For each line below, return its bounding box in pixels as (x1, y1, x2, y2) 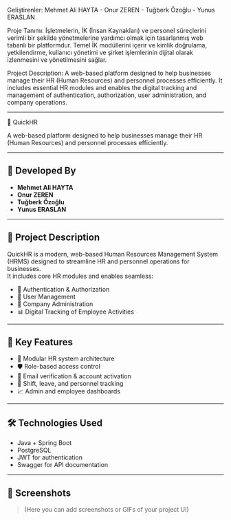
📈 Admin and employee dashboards (16, 387, 120, 396)
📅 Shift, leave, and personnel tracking (16, 380, 124, 388)
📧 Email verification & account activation (16, 372, 132, 380)
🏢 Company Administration (16, 299, 93, 308)
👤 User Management (16, 292, 76, 301)
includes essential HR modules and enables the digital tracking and (7, 84, 197, 91)
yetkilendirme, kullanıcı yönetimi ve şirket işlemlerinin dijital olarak (7, 48, 194, 56)
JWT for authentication (16, 453, 82, 462)
